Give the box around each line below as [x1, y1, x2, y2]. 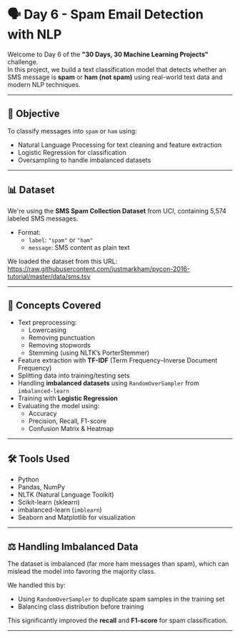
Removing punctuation [28, 333, 95, 342]
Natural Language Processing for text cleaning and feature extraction [17, 141, 222, 149]
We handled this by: [7, 581, 66, 589]
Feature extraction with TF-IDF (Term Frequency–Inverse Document [17, 356, 218, 365]
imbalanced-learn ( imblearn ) [17, 505, 102, 515]
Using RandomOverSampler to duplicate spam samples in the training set [17, 594, 225, 603]
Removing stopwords [28, 341, 91, 350]
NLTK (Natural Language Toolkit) [17, 490, 114, 499]
